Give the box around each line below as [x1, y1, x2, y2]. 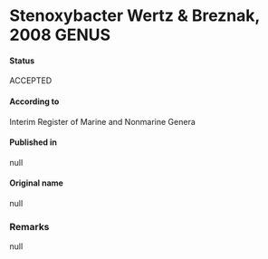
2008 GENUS [9, 24, 111, 45]
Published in [9, 137, 57, 148]
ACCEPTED [9, 75, 53, 86]
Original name [9, 177, 63, 188]
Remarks [9, 220, 50, 233]
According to [9, 96, 60, 107]
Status [9, 55, 35, 66]
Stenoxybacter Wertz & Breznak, [9, 5, 261, 26]
